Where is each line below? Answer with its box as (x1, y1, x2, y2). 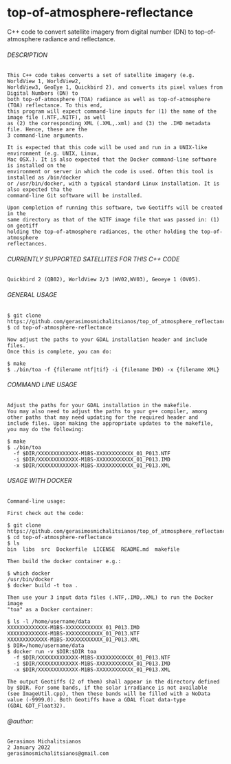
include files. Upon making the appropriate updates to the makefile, (7, 419, 214, 427)
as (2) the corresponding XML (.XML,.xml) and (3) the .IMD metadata (7, 120, 211, 127)
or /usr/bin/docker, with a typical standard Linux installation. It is (7, 180, 220, 187)
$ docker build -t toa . (7, 582, 78, 589)
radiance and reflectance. (42, 34, 115, 43)
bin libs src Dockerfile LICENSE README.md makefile (7, 545, 180, 553)
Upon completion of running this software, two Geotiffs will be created (7, 204, 223, 211)
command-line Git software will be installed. (7, 193, 143, 199)
